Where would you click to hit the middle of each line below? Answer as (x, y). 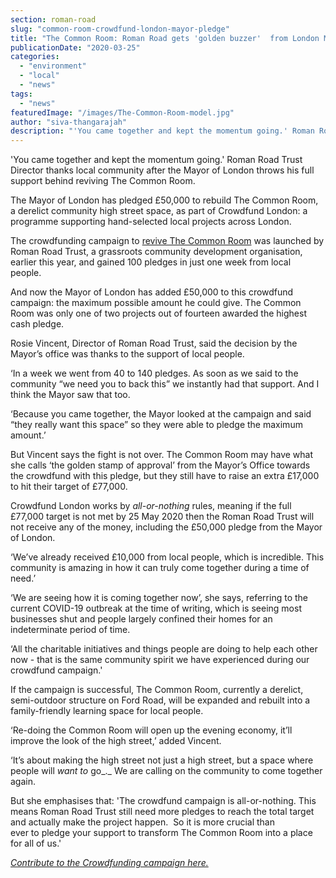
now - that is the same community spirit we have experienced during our (160, 660)
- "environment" (53, 66)
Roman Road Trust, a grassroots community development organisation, (156, 252)
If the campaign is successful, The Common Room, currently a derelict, (157, 690)
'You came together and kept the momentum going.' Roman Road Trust (156, 160)
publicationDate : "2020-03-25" (75, 47)
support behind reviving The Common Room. (103, 181)
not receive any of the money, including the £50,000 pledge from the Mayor (166, 527)
